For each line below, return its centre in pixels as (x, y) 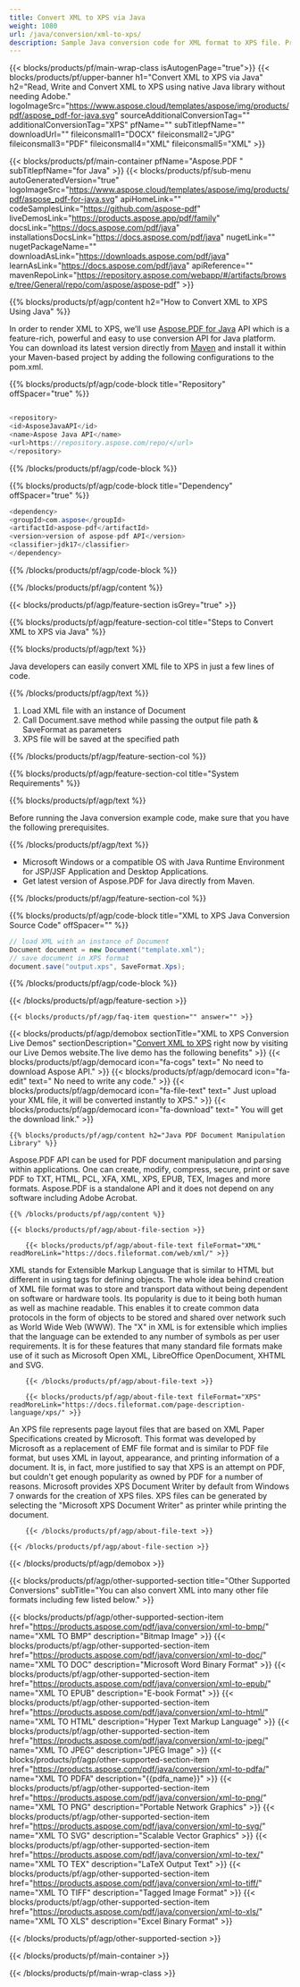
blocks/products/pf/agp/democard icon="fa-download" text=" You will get (146, 1110)
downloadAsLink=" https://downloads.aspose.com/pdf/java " (120, 257)
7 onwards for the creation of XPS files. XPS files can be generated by (138, 1496)
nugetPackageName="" (53, 247)
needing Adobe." (40, 97)
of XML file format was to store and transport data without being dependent (149, 1289)
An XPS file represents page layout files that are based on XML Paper (137, 1429)
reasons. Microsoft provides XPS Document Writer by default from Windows (150, 1486)
